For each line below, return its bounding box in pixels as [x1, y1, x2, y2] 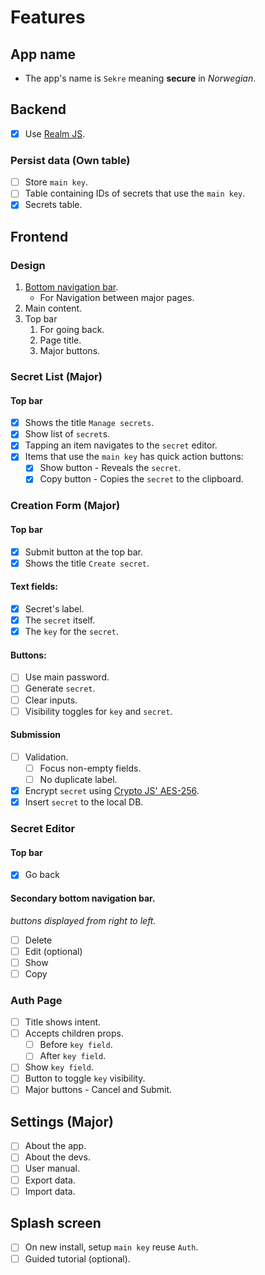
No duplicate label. [39, 773, 118, 785]
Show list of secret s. [24, 428, 111, 440]
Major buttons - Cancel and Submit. [24, 1084, 173, 1096]
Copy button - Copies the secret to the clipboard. [39, 473, 244, 485]
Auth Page [10, 993, 63, 1007]
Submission [10, 729, 62, 741]
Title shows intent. [24, 1016, 102, 1028]
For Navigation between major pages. [39, 292, 195, 304]
